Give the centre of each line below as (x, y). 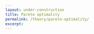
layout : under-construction (35, 10)
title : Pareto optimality (32, 14)
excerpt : (14, 24)
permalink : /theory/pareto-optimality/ (47, 19)
